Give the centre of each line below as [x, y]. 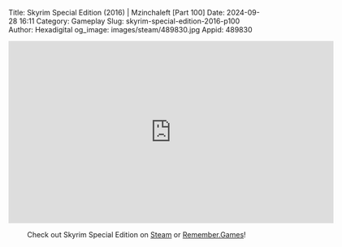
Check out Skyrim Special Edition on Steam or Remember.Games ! [136, 234]
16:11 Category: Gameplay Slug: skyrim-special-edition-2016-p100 [130, 21]
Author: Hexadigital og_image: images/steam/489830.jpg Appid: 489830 [130, 30]
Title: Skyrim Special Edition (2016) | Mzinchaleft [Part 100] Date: [117, 13]
